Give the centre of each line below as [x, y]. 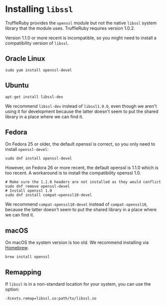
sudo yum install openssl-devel [39, 70]
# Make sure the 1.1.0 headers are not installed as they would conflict [83, 182]
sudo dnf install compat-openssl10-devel [49, 195]
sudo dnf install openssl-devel [39, 158]
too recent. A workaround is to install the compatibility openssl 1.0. [73, 173]
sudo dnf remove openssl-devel [38, 187]
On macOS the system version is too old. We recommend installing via [77, 242]
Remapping [23, 272]
